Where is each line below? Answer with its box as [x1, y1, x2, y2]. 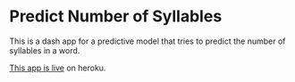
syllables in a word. [9, 45, 80, 55]
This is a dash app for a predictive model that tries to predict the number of [9, 36, 286, 46]
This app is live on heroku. [9, 62, 106, 73]
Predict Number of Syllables [9, 6, 223, 27]
